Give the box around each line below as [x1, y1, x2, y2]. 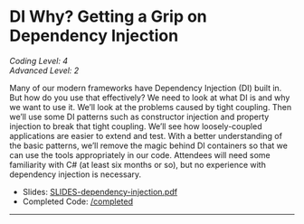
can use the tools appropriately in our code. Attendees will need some [9, 149, 271, 160]
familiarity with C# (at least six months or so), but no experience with [9, 159, 267, 170]
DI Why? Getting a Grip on [9, 6, 208, 27]
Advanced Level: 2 [9, 65, 80, 76]
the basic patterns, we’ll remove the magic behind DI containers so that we [9, 140, 288, 151]
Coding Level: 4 [9, 55, 69, 66]
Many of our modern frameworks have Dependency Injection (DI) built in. [9, 82, 282, 93]
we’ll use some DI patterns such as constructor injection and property [9, 111, 270, 122]
